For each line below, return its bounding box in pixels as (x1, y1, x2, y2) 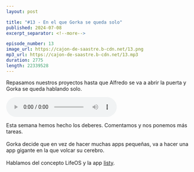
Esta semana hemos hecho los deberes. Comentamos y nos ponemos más (6, 121, 188, 128)
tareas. (6, 128, 24, 135)
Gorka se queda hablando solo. (6, 85, 83, 92)
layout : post (6, 8, 38, 15)
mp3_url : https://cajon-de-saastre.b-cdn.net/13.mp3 (6, 52, 139, 58)
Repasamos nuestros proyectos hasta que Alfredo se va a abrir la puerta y (6, 79, 187, 86)
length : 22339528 (6, 62, 49, 68)
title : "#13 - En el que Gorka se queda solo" (6, 19, 123, 25)
